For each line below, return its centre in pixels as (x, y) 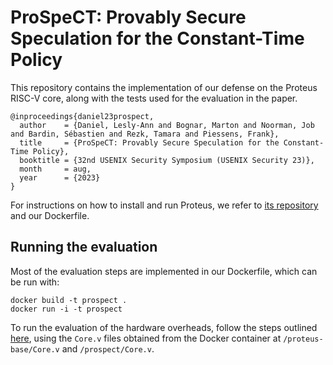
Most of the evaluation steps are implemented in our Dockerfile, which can (164, 271)
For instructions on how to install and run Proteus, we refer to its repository (164, 205)
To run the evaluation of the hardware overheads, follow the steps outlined (164, 327)
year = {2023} (60, 177)
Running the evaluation (84, 247)
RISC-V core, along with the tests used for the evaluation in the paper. (154, 98)
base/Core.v (35, 349)
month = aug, (55, 169)
